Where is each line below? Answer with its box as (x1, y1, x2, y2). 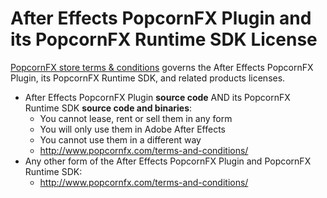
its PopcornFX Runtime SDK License (10, 28, 318, 51)
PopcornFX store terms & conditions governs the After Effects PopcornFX (10, 61, 314, 73)
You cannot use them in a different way (39, 133, 202, 146)
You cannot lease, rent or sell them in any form (39, 112, 233, 124)
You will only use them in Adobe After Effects (39, 123, 227, 135)
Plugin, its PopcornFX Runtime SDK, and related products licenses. (10, 72, 286, 84)
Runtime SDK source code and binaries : (24, 102, 193, 114)
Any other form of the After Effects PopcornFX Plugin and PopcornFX (24, 155, 312, 167)
